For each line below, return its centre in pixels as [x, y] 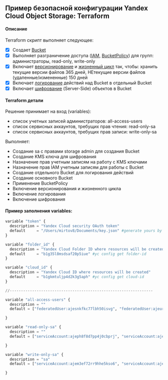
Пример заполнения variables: [39, 211]
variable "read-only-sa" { [33, 327]
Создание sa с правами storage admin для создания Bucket [76, 151]
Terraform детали [24, 100]
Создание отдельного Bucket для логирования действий [73, 173]
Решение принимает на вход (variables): [48, 111]
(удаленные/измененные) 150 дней [50, 77]
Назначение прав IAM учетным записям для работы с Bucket [78, 167]
